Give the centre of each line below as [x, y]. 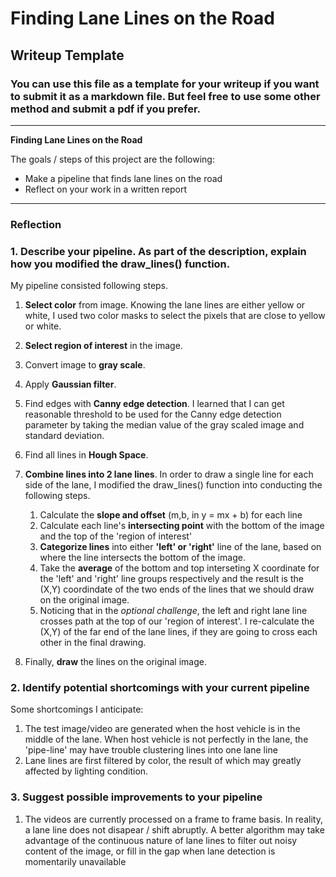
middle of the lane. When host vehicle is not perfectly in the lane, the [166, 739]
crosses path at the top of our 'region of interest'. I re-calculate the [177, 621]
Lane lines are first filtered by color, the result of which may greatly [163, 761]
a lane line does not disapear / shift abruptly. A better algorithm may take [174, 829]
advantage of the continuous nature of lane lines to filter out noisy [161, 840]
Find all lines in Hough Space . [86, 455]
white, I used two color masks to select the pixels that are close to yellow [175, 316]
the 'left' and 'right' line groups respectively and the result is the [171, 579]
